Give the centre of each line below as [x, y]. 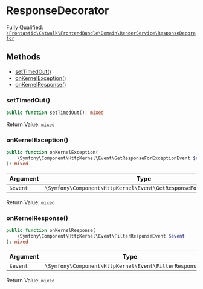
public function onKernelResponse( [51, 231]
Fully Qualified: [25, 27]
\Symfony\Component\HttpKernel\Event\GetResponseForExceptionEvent [104, 158]
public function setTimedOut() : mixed [55, 113]
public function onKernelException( [52, 153]
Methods [24, 57]
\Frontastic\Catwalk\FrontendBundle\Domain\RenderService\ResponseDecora [101, 33]
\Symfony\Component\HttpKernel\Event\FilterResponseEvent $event [101, 236]
